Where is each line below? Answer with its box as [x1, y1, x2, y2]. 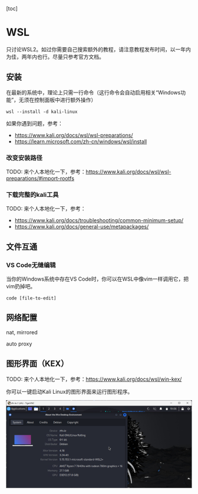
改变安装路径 [6, 153, 43, 162]
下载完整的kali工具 [6, 190, 59, 199]
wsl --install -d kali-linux [6, 108, 78, 114]
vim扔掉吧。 [6, 283, 36, 290]
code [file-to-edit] [6, 295, 57, 301]
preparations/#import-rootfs [6, 175, 75, 182]
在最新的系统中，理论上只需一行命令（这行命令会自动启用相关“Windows [6, 88, 181, 96]
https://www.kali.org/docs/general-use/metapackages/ [14, 223, 149, 230]
